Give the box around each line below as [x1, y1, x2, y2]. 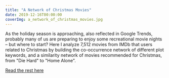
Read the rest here [5, 67, 44, 73]
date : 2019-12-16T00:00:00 [5, 12, 62, 17]
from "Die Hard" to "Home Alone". [5, 58, 76, 64]
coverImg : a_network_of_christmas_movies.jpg [5, 17, 103, 22]
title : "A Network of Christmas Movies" [5, 7, 92, 13]
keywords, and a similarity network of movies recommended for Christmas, [5, 52, 162, 58]
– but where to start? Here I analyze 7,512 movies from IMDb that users [5, 42, 153, 48]
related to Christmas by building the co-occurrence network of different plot [5, 47, 164, 53]
